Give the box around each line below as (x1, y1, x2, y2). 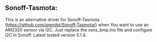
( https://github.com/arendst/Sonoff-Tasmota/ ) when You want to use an (5, 22, 149, 28)
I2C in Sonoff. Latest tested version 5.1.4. (5, 32, 87, 38)
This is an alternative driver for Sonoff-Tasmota (5, 16, 100, 22)
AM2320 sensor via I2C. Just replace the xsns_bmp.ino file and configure (5, 27, 153, 33)
